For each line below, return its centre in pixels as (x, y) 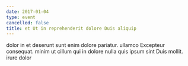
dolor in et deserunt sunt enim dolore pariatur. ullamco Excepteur (85, 45)
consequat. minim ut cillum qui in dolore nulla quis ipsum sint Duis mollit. (95, 52)
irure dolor (19, 58)
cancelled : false (28, 23)
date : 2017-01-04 (28, 12)
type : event (21, 17)
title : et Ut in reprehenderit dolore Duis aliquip (71, 28)
